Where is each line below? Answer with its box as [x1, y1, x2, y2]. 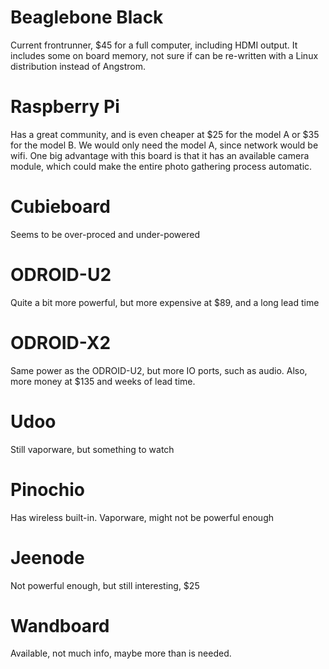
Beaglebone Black [10, 6, 164, 29]
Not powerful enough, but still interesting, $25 [10, 579, 200, 591]
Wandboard [10, 614, 110, 637]
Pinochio [10, 478, 85, 501]
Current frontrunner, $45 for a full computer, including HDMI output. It [10, 39, 298, 51]
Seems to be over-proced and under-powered [10, 228, 200, 240]
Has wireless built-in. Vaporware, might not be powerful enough [10, 511, 274, 523]
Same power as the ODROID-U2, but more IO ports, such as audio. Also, [10, 364, 308, 376]
